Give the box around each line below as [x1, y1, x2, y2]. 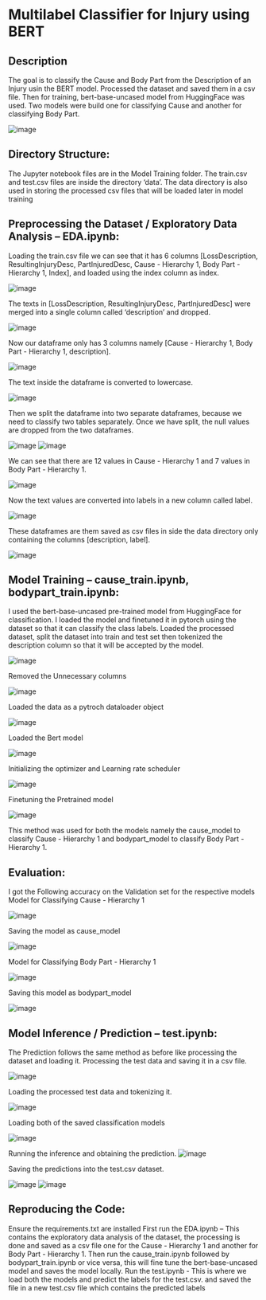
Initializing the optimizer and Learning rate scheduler [8, 764, 181, 773]
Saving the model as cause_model [8, 926, 121, 936]
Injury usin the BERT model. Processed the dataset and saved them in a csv [8, 84, 256, 93]
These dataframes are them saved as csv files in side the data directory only [8, 526, 259, 535]
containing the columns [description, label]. [8, 534, 151, 544]
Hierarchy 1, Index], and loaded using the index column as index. [8, 268, 220, 277]
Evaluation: [8, 866, 66, 879]
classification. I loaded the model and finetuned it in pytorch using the [8, 615, 237, 625]
